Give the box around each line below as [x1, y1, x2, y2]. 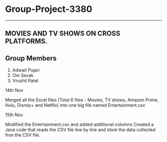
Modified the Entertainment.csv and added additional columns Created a [5, 122, 154, 128]
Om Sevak [12, 72, 34, 78]
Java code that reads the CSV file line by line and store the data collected [5, 127, 156, 133]
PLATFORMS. [5, 37, 48, 46]
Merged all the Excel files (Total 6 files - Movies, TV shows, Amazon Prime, [5, 97, 159, 103]
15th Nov [5, 112, 23, 118]
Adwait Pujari [12, 67, 40, 73]
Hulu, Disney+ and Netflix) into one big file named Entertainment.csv [5, 102, 146, 108]
